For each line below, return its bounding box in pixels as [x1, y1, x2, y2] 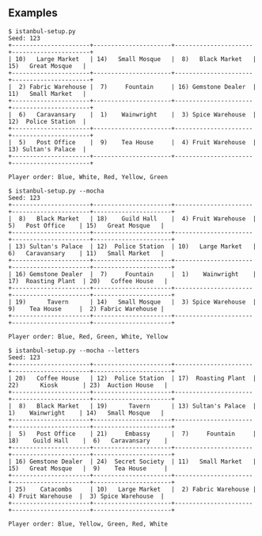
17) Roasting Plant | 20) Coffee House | [8, 277, 169, 285]
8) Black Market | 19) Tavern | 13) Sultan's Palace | [18, 402, 257, 410]
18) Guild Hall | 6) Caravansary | [8, 436, 169, 445]
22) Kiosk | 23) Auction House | [8, 381, 169, 389]
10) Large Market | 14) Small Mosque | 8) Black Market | [15, 55, 257, 63]
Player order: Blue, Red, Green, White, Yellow [8, 332, 169, 340]
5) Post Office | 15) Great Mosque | [8, 221, 165, 229]
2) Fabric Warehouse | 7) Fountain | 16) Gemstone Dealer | [18, 82, 257, 90]
